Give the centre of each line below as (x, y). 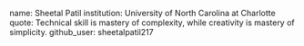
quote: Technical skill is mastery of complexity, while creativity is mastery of (152, 23)
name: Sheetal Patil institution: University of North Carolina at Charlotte (142, 13)
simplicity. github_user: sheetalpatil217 (81, 32)
